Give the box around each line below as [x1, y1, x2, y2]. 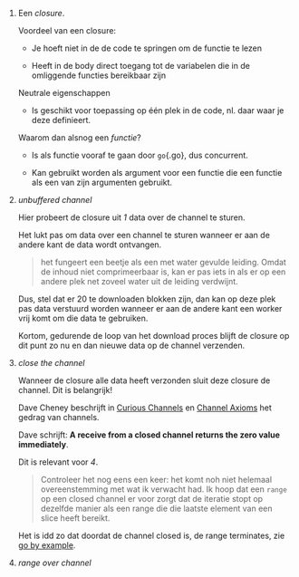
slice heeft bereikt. [40, 513, 111, 524]
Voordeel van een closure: [17, 25, 116, 35]
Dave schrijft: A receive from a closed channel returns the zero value [17, 429, 281, 440]
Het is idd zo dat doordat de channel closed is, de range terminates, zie [17, 530, 285, 541]
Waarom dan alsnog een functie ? [17, 132, 142, 143]
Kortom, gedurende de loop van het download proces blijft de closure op [17, 331, 290, 341]
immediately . [17, 439, 69, 449]
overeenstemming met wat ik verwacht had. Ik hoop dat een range [40, 484, 287, 495]
